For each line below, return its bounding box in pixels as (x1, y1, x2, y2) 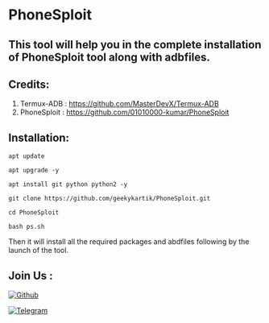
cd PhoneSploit (8, 209, 60, 217)
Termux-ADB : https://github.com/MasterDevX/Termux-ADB (19, 99, 219, 109)
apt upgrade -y (8, 167, 60, 175)
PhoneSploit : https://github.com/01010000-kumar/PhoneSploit (19, 107, 230, 118)
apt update (8, 152, 45, 160)
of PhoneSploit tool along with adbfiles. (8, 50, 211, 64)
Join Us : (8, 268, 54, 283)
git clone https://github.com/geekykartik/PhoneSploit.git (8, 195, 211, 203)
